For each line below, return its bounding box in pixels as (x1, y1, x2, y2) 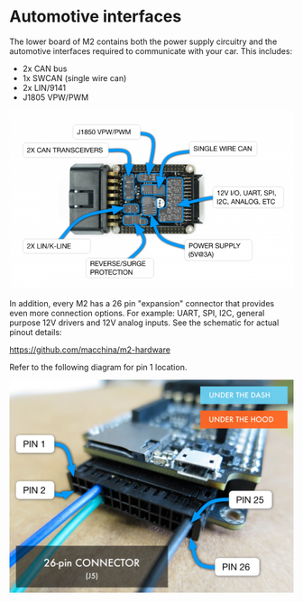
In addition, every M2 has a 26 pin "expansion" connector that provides (9, 298, 275, 309)
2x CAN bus (22, 63, 68, 74)
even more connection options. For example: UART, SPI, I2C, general (9, 308, 265, 319)
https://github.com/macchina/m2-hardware (9, 344, 171, 355)
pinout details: (9, 327, 62, 338)
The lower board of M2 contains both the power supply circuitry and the (9, 36, 278, 47)
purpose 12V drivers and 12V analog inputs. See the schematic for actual (9, 317, 280, 328)
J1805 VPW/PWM (22, 92, 89, 103)
